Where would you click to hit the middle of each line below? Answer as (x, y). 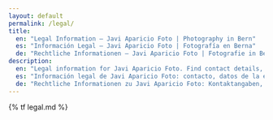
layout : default (36, 16)
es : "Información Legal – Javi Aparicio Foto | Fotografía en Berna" (136, 46)
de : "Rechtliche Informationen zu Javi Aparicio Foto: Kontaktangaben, (140, 84)
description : (30, 62)
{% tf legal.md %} (38, 107)
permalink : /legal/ (41, 24)
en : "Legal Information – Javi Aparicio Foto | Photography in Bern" (136, 39)
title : (19, 31)
